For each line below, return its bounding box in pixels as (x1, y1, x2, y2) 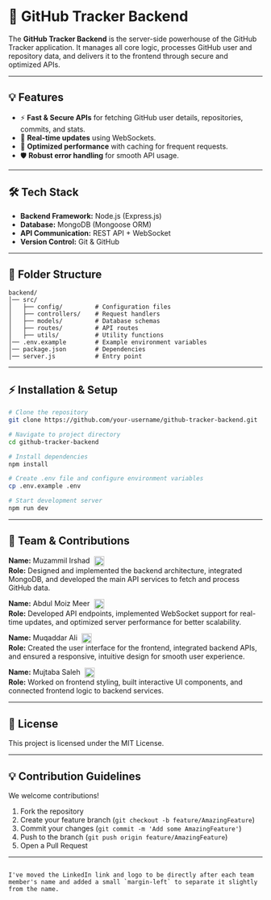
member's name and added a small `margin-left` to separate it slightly (8, 878, 258, 886)
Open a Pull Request (19, 841, 89, 851)
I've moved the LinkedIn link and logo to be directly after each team (8, 871, 254, 879)
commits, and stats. (19, 124, 86, 134)
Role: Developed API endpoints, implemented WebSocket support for (8, 609, 239, 618)
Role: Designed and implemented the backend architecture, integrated (8, 565, 243, 576)
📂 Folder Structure (8, 267, 102, 281)
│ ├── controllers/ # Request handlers (8, 310, 161, 318)
